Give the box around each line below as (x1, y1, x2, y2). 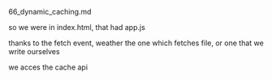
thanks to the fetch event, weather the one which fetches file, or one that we (8, 38, 264, 48)
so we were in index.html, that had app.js (8, 23, 146, 32)
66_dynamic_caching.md (8, 7, 92, 16)
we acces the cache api (8, 62, 88, 72)
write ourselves (8, 47, 60, 56)
